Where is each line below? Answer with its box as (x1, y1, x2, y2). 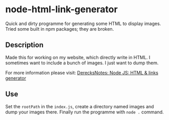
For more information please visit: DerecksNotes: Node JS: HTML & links (5, 69, 159, 76)
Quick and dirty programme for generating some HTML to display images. (5, 20, 161, 27)
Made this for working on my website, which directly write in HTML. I (5, 54, 151, 60)
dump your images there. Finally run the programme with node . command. (5, 109, 164, 115)
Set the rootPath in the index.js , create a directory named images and (5, 103, 154, 109)
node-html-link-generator (5, 4, 118, 15)
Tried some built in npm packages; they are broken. (5, 26, 114, 32)
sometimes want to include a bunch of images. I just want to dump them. (5, 60, 159, 66)
